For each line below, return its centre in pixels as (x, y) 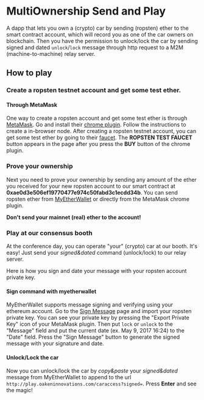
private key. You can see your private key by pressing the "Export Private (98, 318)
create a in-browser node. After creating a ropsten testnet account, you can (101, 131)
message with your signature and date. (55, 343)
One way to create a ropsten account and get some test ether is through (97, 118)
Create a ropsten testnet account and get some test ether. (94, 91)
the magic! (20, 390)
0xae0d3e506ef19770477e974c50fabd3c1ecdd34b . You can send (92, 192)
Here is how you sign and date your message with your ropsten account (97, 271)
